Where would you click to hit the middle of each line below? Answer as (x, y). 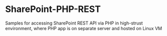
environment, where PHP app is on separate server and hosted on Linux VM (83, 28)
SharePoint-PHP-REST (53, 9)
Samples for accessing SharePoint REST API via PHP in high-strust (74, 23)
